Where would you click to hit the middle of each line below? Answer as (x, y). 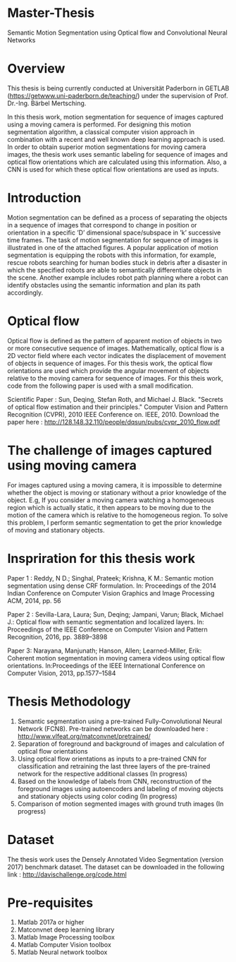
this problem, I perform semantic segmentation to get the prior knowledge (114, 522)
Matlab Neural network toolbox (62, 952)
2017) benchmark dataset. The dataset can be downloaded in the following (116, 867)
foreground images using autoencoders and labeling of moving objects (120, 788)
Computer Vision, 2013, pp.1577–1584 (62, 673)
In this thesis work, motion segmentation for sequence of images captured (116, 117)
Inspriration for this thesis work (101, 558)
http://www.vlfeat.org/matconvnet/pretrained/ (84, 736)
